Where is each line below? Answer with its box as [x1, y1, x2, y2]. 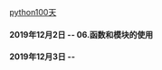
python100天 [9, 7, 57, 17]
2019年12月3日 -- [9, 51, 75, 62]
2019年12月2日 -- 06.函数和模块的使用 [9, 29, 154, 39]
